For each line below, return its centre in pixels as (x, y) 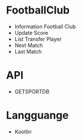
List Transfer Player (38, 39)
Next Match (28, 45)
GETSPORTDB (32, 91)
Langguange (37, 116)
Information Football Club (45, 26)
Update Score (31, 32)
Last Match (28, 51)
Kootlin (23, 131)
